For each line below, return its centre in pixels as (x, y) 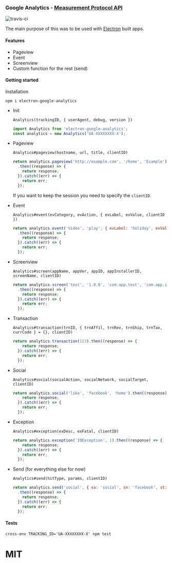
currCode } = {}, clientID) (43, 333)
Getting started (22, 80)
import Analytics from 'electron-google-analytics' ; (70, 129)
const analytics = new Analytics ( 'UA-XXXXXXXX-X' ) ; (69, 133)
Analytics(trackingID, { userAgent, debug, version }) (73, 120)
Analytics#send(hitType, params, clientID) (60, 479)
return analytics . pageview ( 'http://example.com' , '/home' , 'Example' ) (90, 162)
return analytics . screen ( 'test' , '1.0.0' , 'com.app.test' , (77, 285)
